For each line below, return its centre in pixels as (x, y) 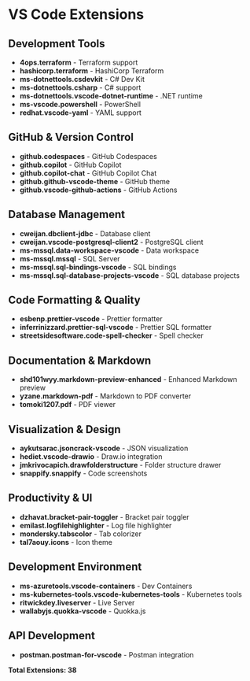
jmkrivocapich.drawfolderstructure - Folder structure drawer (120, 465)
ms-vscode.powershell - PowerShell (80, 104)
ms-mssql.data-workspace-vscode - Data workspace (109, 250)
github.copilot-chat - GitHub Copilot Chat (88, 173)
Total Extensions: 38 (42, 670)
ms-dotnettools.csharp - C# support (80, 87)
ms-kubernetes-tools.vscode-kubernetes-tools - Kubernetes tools (131, 594)
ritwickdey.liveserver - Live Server (77, 602)
